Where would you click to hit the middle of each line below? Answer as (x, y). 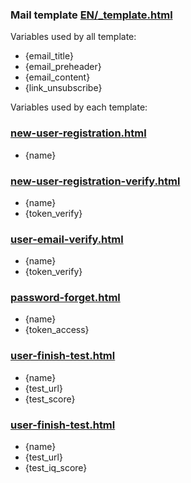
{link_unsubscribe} (63, 88)
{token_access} (57, 330)
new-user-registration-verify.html (95, 181)
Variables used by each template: (79, 107)
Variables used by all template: (73, 37)
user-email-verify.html (67, 239)
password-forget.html (65, 298)
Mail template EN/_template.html (91, 15)
